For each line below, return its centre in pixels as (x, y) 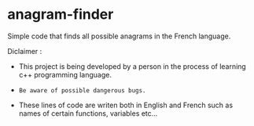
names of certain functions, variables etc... (88, 113)
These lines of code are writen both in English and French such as (126, 105)
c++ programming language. (65, 74)
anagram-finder (61, 14)
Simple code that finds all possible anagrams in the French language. (119, 36)
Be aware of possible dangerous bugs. (82, 90)
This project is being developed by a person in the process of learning (133, 66)
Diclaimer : (25, 51)
